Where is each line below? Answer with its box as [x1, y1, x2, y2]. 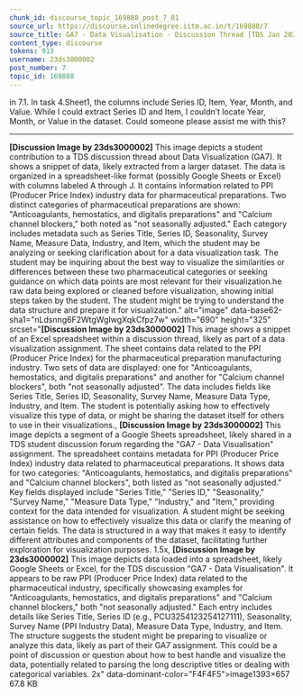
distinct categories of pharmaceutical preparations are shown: [9, 199, 241, 210]
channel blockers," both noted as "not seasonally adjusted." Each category [9, 218, 288, 229]
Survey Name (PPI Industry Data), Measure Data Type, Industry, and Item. [9, 620, 284, 631]
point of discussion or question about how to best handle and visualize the [9, 649, 286, 660]
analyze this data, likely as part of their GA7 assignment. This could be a [9, 639, 278, 650]
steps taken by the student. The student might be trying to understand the [9, 295, 285, 306]
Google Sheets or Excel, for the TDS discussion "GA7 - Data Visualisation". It [9, 563, 294, 573]
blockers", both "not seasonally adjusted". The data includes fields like [9, 380, 271, 392]
